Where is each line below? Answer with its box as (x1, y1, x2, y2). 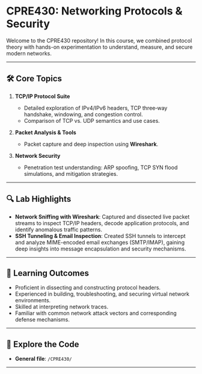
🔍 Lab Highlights (6, 194, 72, 204)
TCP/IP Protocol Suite (14, 92, 70, 100)
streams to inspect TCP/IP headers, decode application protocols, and (14, 219, 189, 226)
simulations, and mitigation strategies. (23, 170, 118, 177)
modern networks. (6, 49, 52, 57)
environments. (14, 297, 51, 304)
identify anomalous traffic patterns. (14, 226, 102, 233)
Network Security (14, 152, 61, 159)
